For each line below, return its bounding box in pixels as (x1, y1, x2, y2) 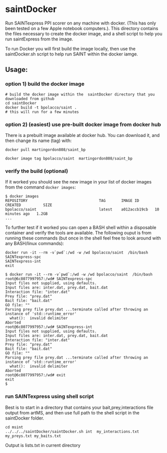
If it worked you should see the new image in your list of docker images (5, 179, 152, 185)
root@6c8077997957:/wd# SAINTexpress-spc (5, 276, 93, 281)
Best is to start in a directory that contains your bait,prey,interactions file (5, 404, 154, 410)
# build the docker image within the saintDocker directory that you (5, 91, 155, 97)
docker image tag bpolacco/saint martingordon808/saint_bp (5, 156, 133, 161)
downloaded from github (5, 96, 55, 101)
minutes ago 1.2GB (5, 211, 48, 216)
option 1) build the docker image (5, 80, 85, 87)
